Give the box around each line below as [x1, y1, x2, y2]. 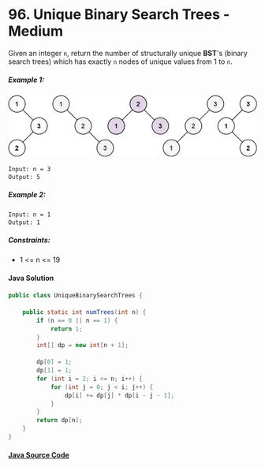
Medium [8, 22, 63, 40]
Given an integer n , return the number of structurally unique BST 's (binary [8, 48, 248, 58]
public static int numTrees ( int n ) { [22, 308, 147, 316]
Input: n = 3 [8, 166, 51, 174]
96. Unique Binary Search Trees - [8, 6, 230, 24]
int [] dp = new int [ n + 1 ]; [36, 342, 129, 349]
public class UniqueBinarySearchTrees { [8, 292, 144, 300]
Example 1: [8, 75, 45, 84]
